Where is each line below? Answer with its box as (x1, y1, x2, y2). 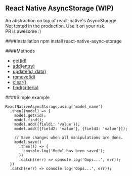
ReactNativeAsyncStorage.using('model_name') (5, 104, 103, 109)
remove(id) (12, 73, 36, 80)
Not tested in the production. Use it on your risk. (5, 23, 106, 29)
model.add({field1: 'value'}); (14, 121, 80, 127)
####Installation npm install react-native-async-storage (5, 38, 122, 44)
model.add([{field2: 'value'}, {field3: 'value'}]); (14, 126, 128, 131)
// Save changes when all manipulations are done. (14, 135, 123, 140)
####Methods (5, 48, 35, 54)
